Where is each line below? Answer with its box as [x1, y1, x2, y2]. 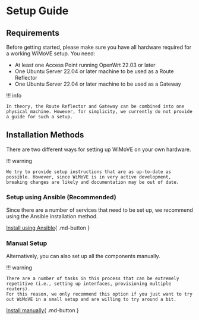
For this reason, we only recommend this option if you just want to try [6, 291, 193, 297]
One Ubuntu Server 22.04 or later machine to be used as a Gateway [14, 80, 181, 87]
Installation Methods [6, 130, 84, 140]
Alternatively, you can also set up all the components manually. [6, 253, 160, 260]
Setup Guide [6, 4, 69, 18]
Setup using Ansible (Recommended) [6, 193, 117, 201]
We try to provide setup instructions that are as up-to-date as [6, 168, 171, 175]
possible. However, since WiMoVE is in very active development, [6, 174, 171, 180]
